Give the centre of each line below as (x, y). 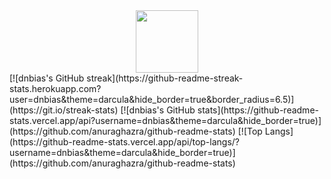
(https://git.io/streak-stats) (64, 110)
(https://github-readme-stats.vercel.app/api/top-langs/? (125, 142)
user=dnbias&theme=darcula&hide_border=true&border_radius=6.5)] (152, 99)
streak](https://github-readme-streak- (165, 78)
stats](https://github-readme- (258, 110)
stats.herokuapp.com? (55, 88)
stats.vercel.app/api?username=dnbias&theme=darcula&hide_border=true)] (165, 120)
